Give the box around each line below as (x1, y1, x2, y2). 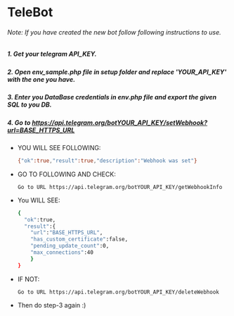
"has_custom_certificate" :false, (30, 236, 129, 243)
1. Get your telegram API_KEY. (7, 50, 97, 59)
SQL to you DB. (7, 100, 52, 109)
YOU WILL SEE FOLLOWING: (17, 143, 101, 152)
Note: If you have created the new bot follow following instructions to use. (7, 28, 221, 36)
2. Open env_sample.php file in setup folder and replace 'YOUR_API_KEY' (7, 68, 227, 76)
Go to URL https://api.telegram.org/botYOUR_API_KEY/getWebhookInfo (17, 183, 223, 190)
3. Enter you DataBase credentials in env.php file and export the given (7, 93, 216, 102)
